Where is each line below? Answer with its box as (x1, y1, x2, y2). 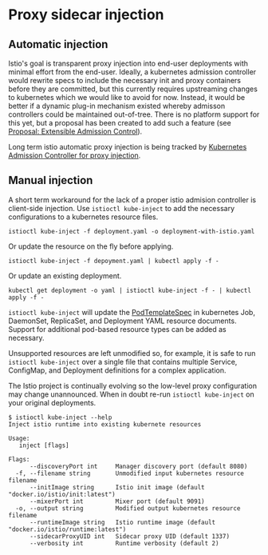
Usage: (8, 434, 30, 442)
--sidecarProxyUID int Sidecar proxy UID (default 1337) (29, 532, 230, 541)
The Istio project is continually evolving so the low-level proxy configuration (8, 381, 258, 390)
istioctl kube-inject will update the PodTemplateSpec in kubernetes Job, (8, 307, 255, 317)
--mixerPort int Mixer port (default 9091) (29, 497, 205, 505)
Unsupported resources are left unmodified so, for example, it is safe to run (8, 348, 256, 357)
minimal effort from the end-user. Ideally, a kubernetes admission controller (8, 67, 257, 77)
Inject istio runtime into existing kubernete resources (8, 420, 202, 429)
